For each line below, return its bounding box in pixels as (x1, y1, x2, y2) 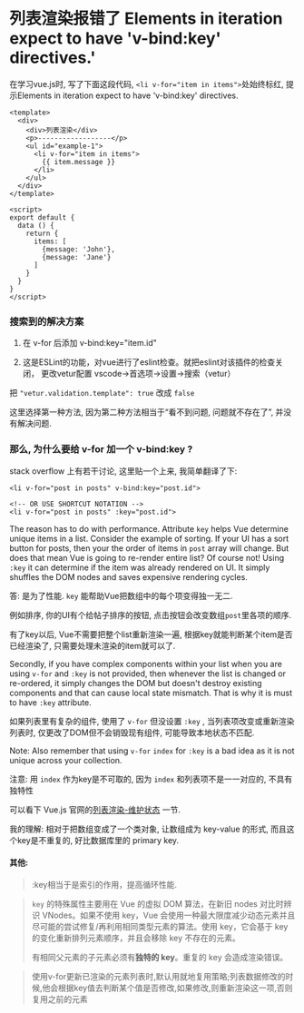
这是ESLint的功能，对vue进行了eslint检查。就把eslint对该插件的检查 (22, 357, 276, 368)
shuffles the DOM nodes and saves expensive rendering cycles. (9, 571, 248, 582)
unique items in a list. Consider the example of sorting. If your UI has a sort (9, 533, 289, 544)
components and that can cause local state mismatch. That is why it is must (9, 687, 293, 698)
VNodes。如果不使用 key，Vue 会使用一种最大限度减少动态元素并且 (42, 910, 296, 920)
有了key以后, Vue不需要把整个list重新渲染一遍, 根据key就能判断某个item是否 (9, 628, 293, 640)
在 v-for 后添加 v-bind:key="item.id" (22, 338, 157, 349)
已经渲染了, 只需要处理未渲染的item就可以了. (9, 640, 176, 651)
